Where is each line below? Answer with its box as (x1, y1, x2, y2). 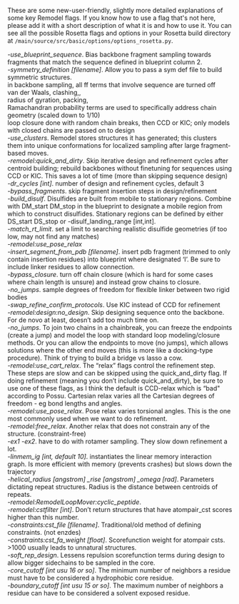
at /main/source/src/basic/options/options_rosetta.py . (7, 36, 173, 45)
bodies (7, 293, 28, 301)
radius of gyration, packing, (7, 96, 88, 104)
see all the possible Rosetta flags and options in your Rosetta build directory (7, 29, 231, 37)
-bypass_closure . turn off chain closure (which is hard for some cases (7, 271, 213, 278)
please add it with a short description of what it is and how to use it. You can (7, 21, 232, 29)
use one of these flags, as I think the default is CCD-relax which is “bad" (7, 384, 220, 392)
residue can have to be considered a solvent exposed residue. (7, 589, 190, 597)
